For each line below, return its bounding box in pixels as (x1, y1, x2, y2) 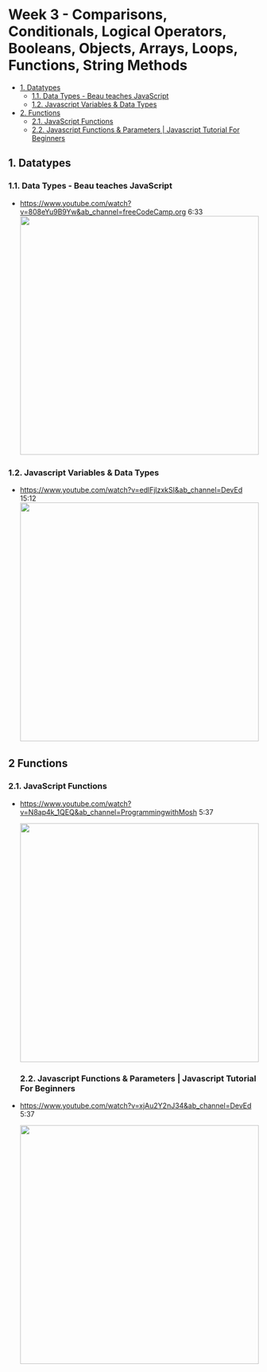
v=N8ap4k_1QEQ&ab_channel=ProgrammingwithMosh (19, 807, 197, 817)
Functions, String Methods (8, 57, 188, 75)
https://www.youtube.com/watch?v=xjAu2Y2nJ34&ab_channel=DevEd (19, 1101, 252, 1110)
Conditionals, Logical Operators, (8, 22, 227, 41)
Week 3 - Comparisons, (8, 6, 168, 24)
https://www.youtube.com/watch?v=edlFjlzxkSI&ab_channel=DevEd (19, 485, 243, 494)
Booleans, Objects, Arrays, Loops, (8, 40, 238, 57)
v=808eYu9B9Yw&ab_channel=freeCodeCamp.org (19, 207, 187, 216)
